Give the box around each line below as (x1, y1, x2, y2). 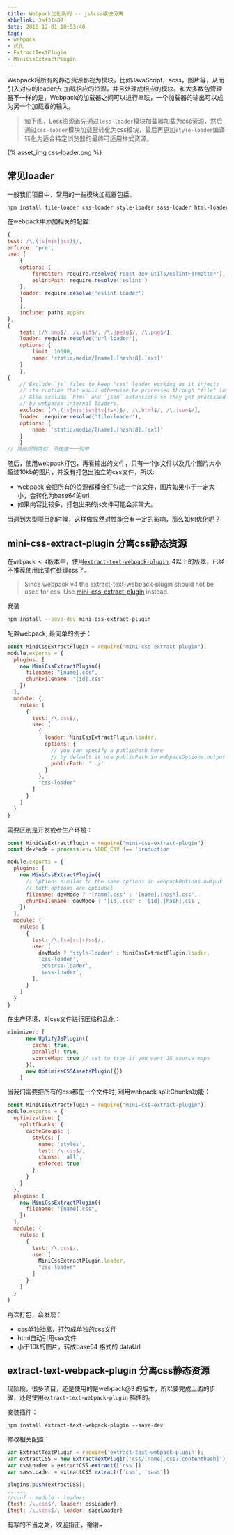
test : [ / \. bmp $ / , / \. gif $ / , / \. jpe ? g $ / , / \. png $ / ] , (19, 329, 173, 336)
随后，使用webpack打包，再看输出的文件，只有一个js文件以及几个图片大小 (7, 459, 221, 468)
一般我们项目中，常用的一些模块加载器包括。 (7, 190, 136, 198)
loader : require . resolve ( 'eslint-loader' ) (19, 290, 145, 297)
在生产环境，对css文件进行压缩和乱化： (7, 1015, 121, 1023)
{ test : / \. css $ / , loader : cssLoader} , (7, 1501, 120, 1508)
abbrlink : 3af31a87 (7, 17, 64, 24)
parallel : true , (32, 1048, 79, 1055)
